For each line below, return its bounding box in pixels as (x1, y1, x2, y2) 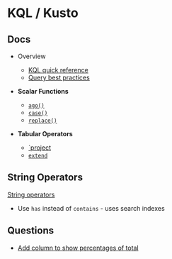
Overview (17, 52, 46, 60)
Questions (7, 225, 55, 237)
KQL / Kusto (7, 5, 79, 21)
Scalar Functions (17, 87, 69, 95)
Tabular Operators (17, 130, 73, 138)
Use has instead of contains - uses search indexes (17, 204, 165, 212)
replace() (28, 117, 58, 124)
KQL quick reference (28, 66, 88, 74)
